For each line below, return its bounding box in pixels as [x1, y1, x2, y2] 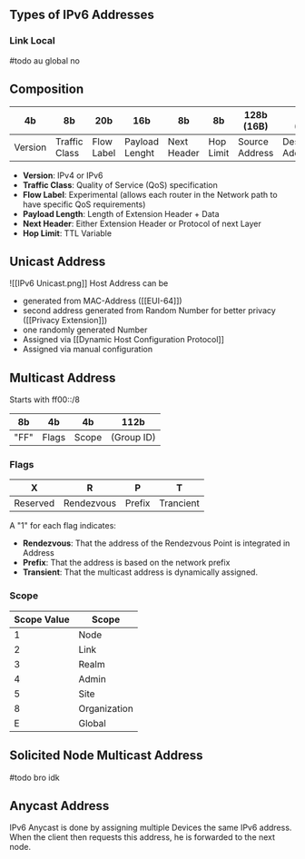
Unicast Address [9, 253, 106, 269]
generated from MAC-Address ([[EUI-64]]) [22, 295, 183, 307]
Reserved [14, 497, 55, 509]
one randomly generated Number [22, 324, 148, 335]
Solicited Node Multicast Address [9, 748, 203, 764]
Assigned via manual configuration [22, 344, 152, 355]
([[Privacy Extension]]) [22, 315, 108, 326]
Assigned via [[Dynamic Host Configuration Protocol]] [22, 334, 225, 345]
